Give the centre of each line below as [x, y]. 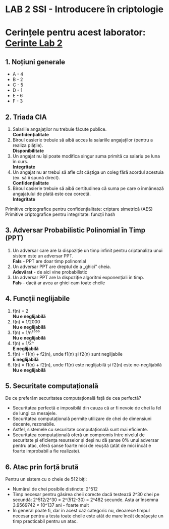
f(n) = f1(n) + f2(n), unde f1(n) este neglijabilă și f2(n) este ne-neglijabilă [87, 365]
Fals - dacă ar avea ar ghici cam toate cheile [59, 283]
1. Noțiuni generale [35, 62]
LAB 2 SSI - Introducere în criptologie [84, 9]
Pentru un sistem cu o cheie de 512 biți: [46, 479]
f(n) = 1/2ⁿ [23, 343]
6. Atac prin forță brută [42, 467]
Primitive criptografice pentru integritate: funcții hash [60, 214]
